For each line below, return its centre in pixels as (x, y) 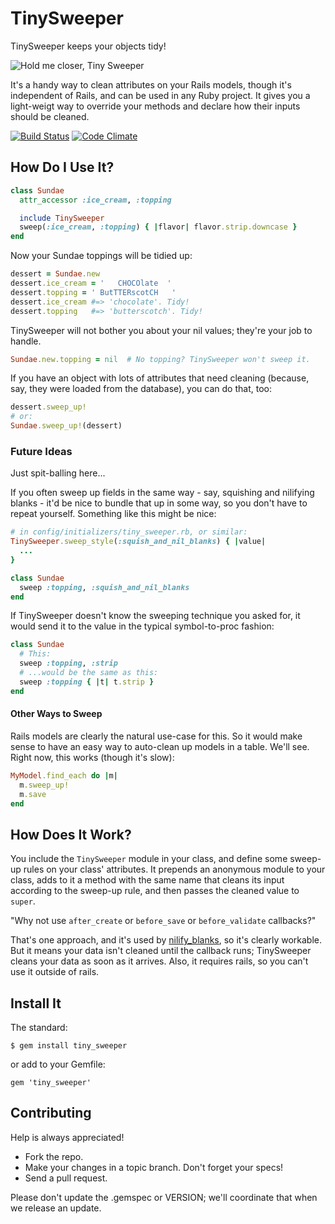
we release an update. (56, 1208)
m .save (33, 794)
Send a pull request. (66, 1178)
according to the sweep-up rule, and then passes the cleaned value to (155, 891)
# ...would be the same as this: (89, 673)
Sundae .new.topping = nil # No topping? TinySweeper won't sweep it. (160, 359)
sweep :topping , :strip (68, 663)
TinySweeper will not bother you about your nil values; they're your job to (161, 330)
